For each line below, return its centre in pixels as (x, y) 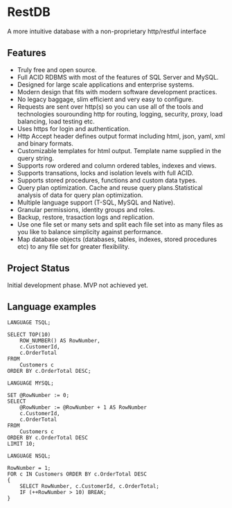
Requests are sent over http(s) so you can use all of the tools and (110, 106)
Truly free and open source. (57, 69)
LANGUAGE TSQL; (29, 323)
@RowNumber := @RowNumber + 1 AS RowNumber (83, 408)
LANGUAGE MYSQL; (30, 383)
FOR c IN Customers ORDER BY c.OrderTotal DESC (77, 474)
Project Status (39, 269)
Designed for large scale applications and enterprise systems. (106, 85)
